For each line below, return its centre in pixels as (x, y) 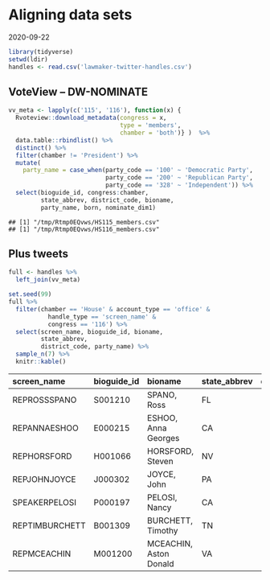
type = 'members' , (150, 125)
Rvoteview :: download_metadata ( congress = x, (91, 118)
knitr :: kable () (41, 362)
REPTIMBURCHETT (49, 525)
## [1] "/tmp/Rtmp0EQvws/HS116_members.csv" (84, 229)
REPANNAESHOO (45, 428)
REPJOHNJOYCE (44, 479)
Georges (164, 438)
